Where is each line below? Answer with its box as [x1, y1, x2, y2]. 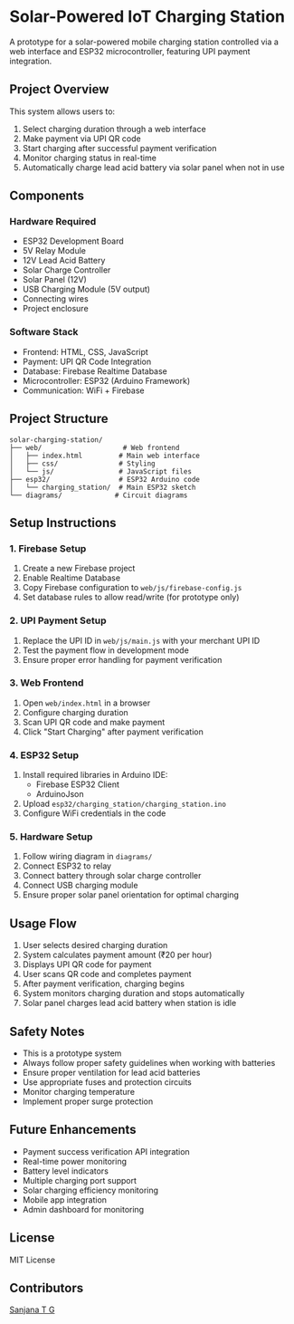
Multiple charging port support [22, 1175, 138, 1185]
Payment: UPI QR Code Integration [22, 356, 152, 367]
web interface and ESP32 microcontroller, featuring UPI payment [9, 45, 251, 56]
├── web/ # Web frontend [9, 443, 180, 452]
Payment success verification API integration [22, 1146, 190, 1156]
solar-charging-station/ [9, 435, 103, 445]
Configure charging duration [22, 706, 128, 717]
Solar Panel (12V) [22, 274, 88, 285]
